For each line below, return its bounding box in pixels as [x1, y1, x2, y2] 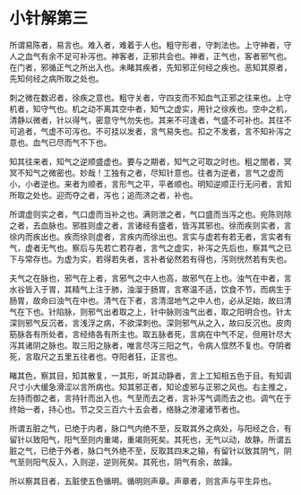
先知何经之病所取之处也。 [9, 73, 104, 83]
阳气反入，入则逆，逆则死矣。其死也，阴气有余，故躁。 [32, 456, 237, 467]
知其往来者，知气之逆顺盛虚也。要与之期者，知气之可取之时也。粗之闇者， [9, 156, 284, 167]
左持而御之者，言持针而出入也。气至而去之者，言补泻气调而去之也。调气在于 [9, 392, 292, 404]
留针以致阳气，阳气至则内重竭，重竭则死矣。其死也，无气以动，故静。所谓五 [9, 434, 292, 445]
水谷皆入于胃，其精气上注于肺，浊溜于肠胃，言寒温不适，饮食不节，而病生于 [9, 283, 292, 294]
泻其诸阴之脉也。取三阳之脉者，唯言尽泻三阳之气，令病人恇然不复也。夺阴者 [9, 340, 292, 351]
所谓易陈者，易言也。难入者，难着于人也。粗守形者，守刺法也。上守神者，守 [9, 39, 292, 50]
